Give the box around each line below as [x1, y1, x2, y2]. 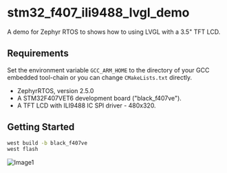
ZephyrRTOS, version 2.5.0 [17, 86, 94, 94]
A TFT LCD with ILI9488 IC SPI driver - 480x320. [17, 101, 156, 110]
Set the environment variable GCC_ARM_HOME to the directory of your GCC [7, 65, 210, 74]
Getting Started [7, 121, 75, 133]
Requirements [7, 48, 69, 59]
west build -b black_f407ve [7, 139, 88, 146]
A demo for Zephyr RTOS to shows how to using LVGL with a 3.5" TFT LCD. [7, 28, 221, 36]
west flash [7, 146, 39, 153]
